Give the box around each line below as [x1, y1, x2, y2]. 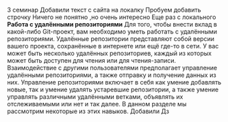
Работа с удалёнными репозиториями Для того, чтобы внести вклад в [7, 20, 218, 28]
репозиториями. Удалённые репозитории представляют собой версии [7, 35, 214, 43]
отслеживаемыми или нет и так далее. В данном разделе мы [7, 100, 187, 108]
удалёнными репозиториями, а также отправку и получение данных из [7, 71, 217, 79]
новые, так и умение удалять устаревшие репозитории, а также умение [7, 85, 219, 93]
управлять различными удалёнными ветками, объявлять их [7, 93, 183, 101]
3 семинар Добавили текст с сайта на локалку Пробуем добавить [7, 6, 201, 14]
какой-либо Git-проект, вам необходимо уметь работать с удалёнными [7, 27, 218, 35]
